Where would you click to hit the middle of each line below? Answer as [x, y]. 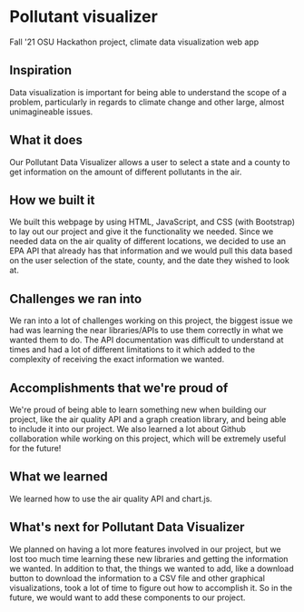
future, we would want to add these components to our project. [127, 597]
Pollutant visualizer [84, 17]
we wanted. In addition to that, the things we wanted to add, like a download [152, 568]
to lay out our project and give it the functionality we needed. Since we [142, 232]
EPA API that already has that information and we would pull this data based [151, 251]
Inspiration [41, 70]
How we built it [52, 200]
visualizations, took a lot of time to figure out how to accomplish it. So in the [151, 587]
